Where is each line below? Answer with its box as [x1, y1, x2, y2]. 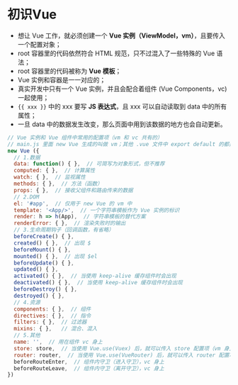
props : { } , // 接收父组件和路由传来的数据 [13, 186, 133, 194]
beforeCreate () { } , [13, 233, 74, 240]
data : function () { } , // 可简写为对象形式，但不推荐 [13, 160, 165, 167]
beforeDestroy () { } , [13, 286, 78, 293]
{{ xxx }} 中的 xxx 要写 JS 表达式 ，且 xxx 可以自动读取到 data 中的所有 [17, 102, 227, 111]
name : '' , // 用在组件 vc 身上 [13, 338, 103, 346]
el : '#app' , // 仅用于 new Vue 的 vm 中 [13, 200, 132, 207]
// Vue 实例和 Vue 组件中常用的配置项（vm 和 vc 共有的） [7, 134, 163, 141]
